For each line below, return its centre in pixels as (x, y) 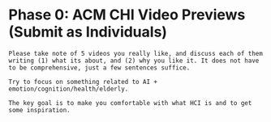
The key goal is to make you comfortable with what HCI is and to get (130, 103)
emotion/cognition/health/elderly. (69, 89)
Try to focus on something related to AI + (83, 82)
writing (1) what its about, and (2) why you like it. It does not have (134, 61)
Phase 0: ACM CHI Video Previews (127, 15)
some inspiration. (39, 110)
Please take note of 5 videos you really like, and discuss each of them (136, 53)
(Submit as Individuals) (88, 32)
